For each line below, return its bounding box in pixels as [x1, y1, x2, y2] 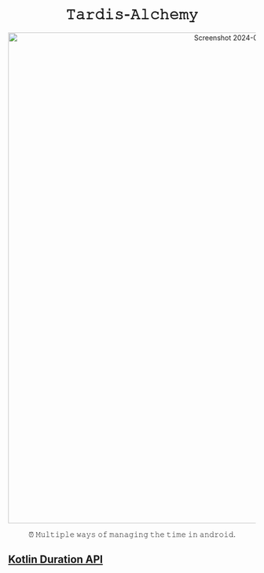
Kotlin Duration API [8, 553, 104, 567]
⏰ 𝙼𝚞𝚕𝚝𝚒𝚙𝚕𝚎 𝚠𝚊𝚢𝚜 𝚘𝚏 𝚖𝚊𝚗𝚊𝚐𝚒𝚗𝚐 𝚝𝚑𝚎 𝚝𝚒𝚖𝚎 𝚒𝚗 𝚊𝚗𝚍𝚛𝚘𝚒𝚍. [28, 529, 236, 539]
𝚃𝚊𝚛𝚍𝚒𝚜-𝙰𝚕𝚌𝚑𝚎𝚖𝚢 [65, 6, 199, 24]
